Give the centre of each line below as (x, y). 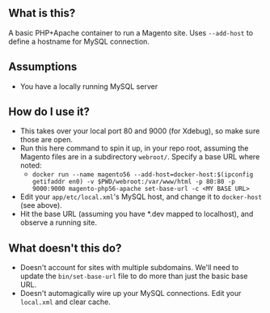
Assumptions (43, 67)
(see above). (41, 205)
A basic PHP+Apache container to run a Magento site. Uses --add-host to (131, 32)
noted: (31, 166)
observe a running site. (58, 222)
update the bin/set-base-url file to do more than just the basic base (134, 276)
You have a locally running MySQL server (89, 86)
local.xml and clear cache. (65, 302)
